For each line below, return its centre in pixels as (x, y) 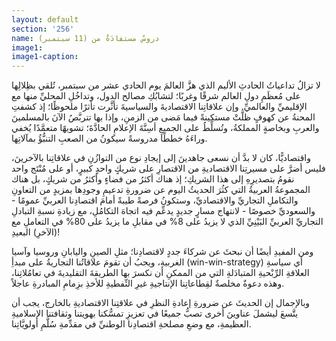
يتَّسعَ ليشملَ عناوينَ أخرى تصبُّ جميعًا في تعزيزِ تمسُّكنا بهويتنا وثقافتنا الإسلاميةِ (155, 313)
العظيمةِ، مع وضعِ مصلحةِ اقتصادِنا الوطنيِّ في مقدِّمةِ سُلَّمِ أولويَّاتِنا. (131, 324)
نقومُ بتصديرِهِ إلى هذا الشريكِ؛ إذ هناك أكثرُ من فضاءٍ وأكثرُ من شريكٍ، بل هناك (153, 179)
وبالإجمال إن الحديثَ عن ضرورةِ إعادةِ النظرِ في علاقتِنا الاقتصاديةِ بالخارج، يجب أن (161, 303)
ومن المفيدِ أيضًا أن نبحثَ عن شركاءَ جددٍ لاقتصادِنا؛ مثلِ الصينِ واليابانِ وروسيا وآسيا (162, 252)
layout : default (45, 19)
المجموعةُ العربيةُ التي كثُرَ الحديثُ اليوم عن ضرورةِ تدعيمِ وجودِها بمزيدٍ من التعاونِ (161, 190)
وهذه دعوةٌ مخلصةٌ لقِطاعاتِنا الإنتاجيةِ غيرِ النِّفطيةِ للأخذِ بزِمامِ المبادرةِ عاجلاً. (148, 283)
